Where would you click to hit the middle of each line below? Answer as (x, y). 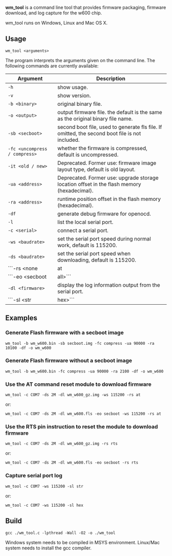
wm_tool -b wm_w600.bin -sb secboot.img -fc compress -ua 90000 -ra (80, 343)
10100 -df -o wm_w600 (28, 348)
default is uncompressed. (88, 155)
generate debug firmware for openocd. (104, 214)
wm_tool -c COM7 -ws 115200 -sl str (44, 486)
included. (68, 140)
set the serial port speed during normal (104, 238)
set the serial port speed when (94, 253)
